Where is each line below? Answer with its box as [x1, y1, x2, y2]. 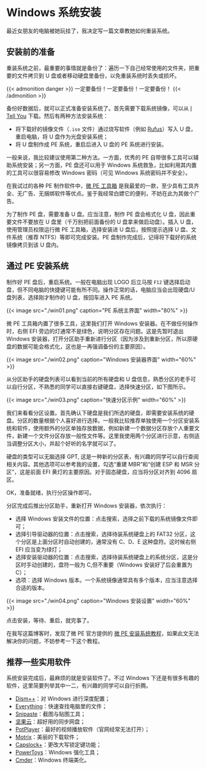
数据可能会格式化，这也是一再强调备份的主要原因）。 [17, 342, 149, 350]
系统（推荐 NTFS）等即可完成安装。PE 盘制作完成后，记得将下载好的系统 [11, 233, 197, 241]
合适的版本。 [15, 584, 48, 591]
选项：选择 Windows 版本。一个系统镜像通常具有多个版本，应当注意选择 [15, 576, 198, 584]
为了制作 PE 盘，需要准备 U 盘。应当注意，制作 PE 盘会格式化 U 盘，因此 [6, 210, 191, 218]
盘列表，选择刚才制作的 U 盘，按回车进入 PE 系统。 [6, 293, 136, 301]
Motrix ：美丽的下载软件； [15, 733, 80, 741]
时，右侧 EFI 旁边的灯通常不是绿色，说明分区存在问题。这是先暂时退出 [6, 327, 184, 334]
